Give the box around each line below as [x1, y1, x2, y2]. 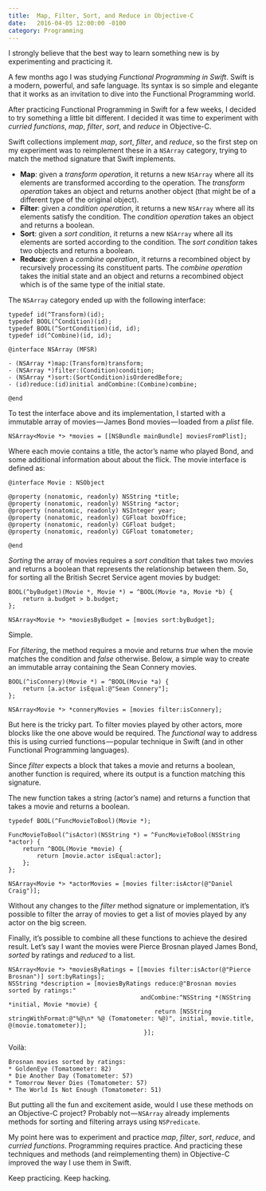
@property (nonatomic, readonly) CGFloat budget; [8, 520, 177, 529]
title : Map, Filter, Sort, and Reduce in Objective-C [8, 11, 194, 20]
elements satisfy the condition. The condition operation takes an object [19, 212, 254, 222]
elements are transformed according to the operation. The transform [19, 178, 245, 188]
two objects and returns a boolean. [19, 246, 135, 255]
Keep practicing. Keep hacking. [8, 1173, 111, 1183]
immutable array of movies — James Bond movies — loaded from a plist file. [8, 417, 254, 427]
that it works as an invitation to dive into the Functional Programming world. [8, 89, 256, 99]
